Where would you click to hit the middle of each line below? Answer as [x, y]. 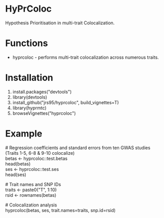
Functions [26, 43]
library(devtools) [30, 97]
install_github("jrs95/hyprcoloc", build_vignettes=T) [66, 102]
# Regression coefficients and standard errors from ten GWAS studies [78, 148]
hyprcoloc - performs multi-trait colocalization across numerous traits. [86, 57]
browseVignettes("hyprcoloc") [44, 113]
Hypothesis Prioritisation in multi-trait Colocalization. [60, 23]
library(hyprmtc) [30, 108]
